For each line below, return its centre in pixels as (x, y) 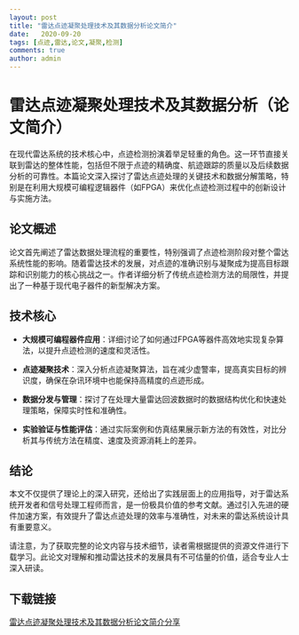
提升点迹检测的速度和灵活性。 (100, 350)
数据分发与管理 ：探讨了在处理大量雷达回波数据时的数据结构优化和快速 (150, 399)
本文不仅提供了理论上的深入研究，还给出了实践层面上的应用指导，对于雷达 (145, 494)
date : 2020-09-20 (45, 34)
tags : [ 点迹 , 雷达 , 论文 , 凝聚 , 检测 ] (66, 42)
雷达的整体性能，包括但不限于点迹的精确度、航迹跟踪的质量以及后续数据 (157, 164)
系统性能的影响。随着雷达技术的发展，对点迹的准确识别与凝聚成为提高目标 (145, 263)
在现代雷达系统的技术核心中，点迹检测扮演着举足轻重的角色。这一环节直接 (145, 154)
